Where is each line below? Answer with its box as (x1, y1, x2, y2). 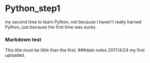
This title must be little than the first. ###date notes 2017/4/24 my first (5, 47, 145, 53)
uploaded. (5, 52, 25, 58)
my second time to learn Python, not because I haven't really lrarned (5, 19, 142, 25)
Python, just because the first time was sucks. (5, 24, 97, 30)
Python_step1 (5, 3, 60, 14)
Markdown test (5, 36, 42, 43)
